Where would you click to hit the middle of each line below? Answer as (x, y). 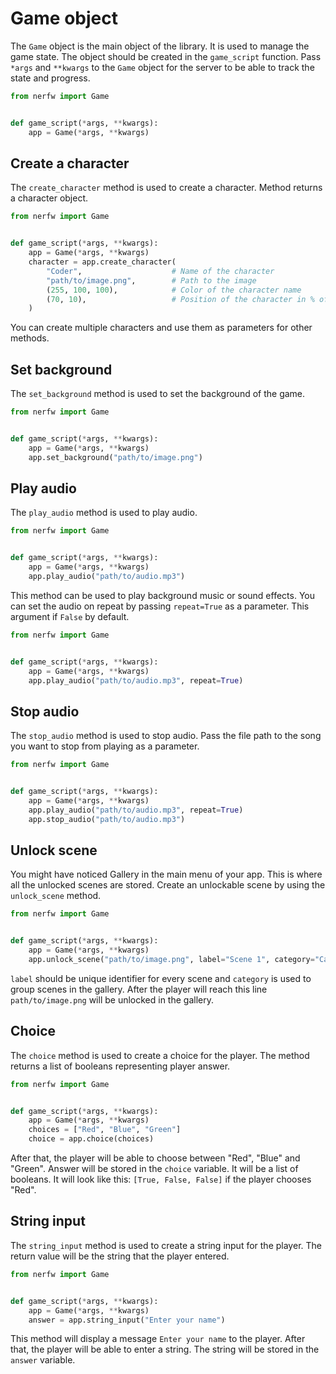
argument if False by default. (70, 616)
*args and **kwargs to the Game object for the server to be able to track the (162, 67)
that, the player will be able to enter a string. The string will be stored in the (165, 1349)
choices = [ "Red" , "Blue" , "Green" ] (105, 1130)
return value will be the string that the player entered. (120, 1256)
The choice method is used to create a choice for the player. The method (160, 1055)
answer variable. (43, 1360)
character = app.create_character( (102, 262)
